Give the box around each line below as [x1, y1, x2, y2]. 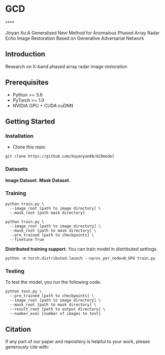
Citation [5, 325, 31, 334]
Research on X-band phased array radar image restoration [5, 63, 128, 69]
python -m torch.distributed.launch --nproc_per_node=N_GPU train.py [5, 255, 156, 261]
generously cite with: [5, 344, 49, 350]
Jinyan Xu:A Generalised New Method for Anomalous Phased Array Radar [5, 29, 160, 36]
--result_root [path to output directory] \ [10, 307, 106, 312]
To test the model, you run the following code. [5, 279, 102, 285]
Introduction [5, 50, 46, 58]
